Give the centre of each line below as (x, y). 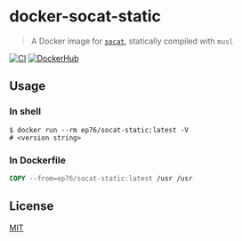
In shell (25, 111)
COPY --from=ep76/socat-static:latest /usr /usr (101, 178)
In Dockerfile (38, 160)
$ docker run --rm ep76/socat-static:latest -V (99, 130)
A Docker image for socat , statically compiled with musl (132, 41)
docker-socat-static (85, 16)
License (32, 206)
